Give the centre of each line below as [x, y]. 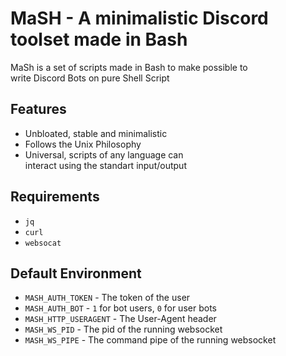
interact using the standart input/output [105, 165]
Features [38, 109]
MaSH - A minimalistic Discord [139, 18]
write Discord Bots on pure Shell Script [90, 78]
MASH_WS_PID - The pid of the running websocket [123, 329]
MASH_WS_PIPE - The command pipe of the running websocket [150, 340]
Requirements [55, 197]
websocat [43, 243]
